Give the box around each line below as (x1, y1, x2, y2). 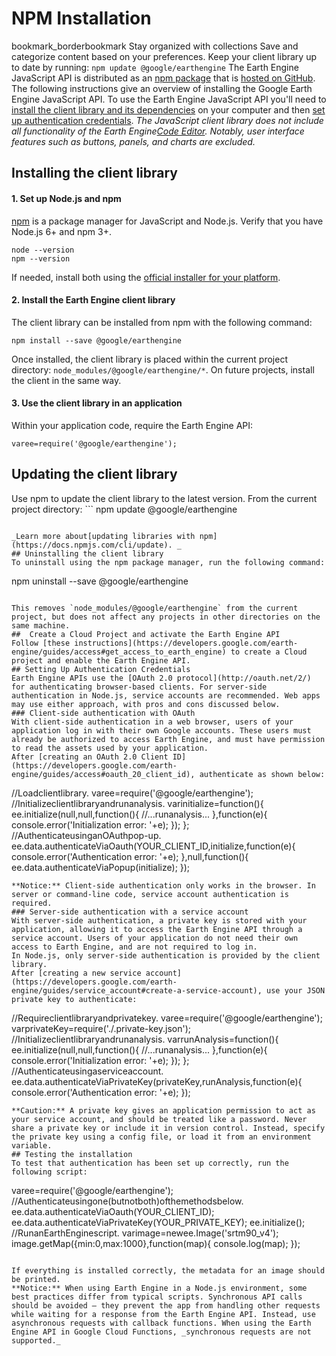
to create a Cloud (230, 647, 308, 657)
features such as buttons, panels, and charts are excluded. (11, 135, 256, 147)
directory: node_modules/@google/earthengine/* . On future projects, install (11, 363, 315, 376)
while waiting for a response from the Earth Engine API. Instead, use (11, 1309, 316, 1319)
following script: (11, 1167, 88, 1177)
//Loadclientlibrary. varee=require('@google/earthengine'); (11, 787, 254, 799)
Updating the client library (11, 466, 178, 483)
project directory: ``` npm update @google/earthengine (11, 503, 238, 515)
